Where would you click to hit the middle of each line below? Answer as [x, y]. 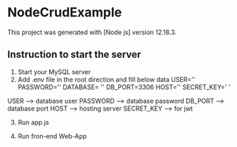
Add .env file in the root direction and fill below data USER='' [106, 79]
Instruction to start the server [74, 55]
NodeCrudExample [65, 12]
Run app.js [33, 122]
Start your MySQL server [54, 71]
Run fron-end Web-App [52, 136]
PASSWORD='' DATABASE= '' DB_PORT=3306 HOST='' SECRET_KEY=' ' [124, 87]
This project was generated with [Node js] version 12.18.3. [92, 32]
